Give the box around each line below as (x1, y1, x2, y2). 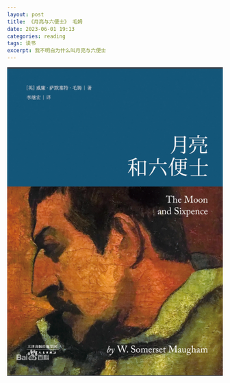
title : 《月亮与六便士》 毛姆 (7, 18, 84, 25)
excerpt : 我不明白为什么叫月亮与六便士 (7, 47, 106, 54)
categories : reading (7, 33, 66, 40)
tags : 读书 (7, 40, 36, 47)
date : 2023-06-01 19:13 (7, 25, 75, 32)
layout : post (7, 11, 44, 18)
